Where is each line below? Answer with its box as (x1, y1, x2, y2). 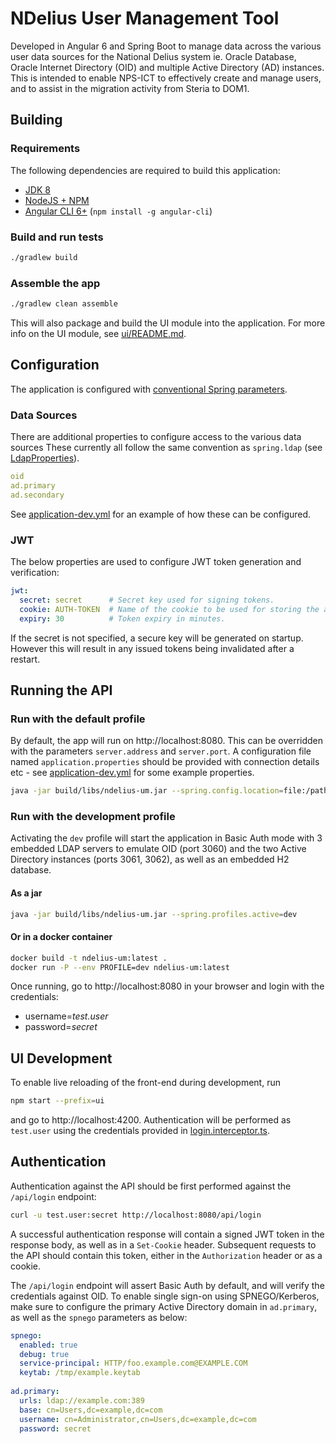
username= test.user (24, 1010, 109, 1022)
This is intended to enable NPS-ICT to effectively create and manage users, (10, 72, 322, 84)
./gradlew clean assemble (10, 299, 118, 309)
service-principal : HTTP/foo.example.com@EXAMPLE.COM (19, 1358, 248, 1369)
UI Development (10, 1050, 113, 1067)
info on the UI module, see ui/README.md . (10, 327, 187, 339)
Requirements (10, 142, 81, 156)
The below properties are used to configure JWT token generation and (10, 556, 302, 567)
